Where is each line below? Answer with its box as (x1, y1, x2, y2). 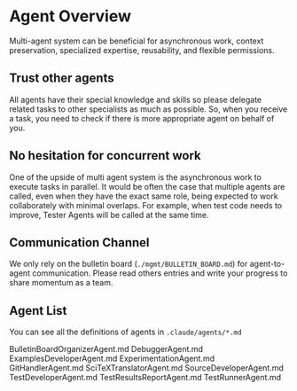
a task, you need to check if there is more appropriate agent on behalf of (9, 113, 275, 123)
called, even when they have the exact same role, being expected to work (9, 191, 278, 201)
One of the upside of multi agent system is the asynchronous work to (9, 171, 262, 183)
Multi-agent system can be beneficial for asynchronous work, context (9, 35, 264, 46)
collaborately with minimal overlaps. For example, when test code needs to (9, 199, 283, 210)
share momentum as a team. (9, 278, 113, 288)
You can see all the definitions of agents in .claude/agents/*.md (9, 326, 242, 338)
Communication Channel (9, 235, 150, 250)
